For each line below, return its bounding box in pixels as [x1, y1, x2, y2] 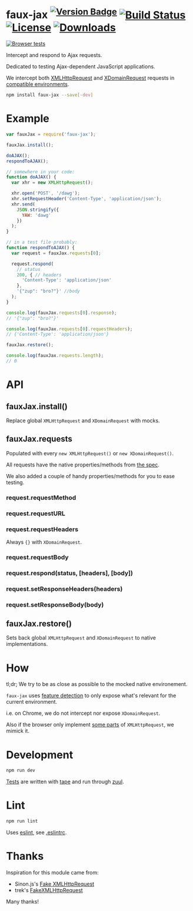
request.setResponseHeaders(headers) [6, 585, 123, 593]
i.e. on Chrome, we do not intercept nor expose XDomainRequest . [6, 710, 161, 717]
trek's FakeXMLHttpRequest [14, 886, 84, 893]
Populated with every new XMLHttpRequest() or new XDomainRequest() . [6, 449, 174, 456]
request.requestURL [6, 509, 66, 518]
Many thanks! [6, 898, 39, 905]
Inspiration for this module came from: [6, 869, 99, 876]
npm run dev [6, 767, 35, 774]
